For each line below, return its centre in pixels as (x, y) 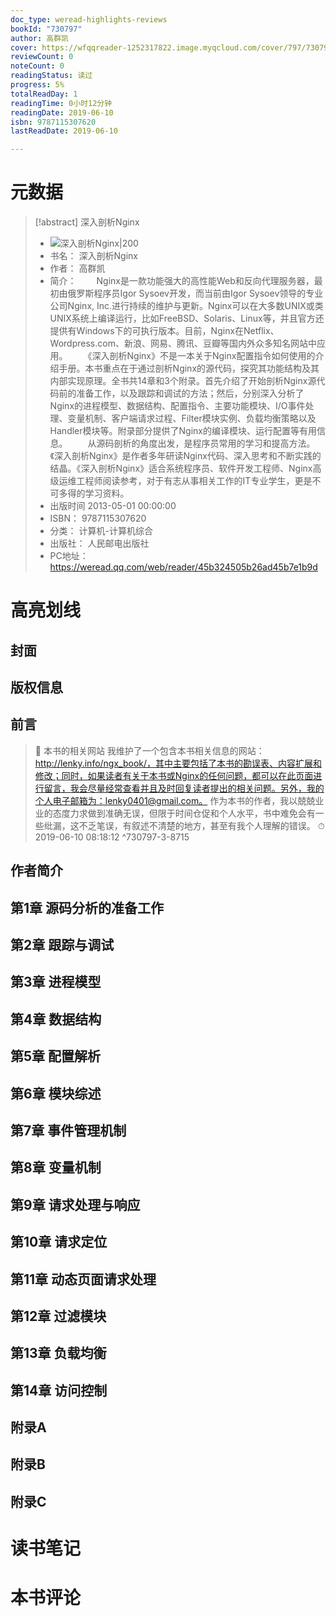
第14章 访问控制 (59, 1390)
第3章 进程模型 (56, 982)
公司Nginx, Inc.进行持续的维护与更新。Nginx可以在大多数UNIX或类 (186, 306)
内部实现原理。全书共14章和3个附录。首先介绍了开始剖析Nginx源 (183, 381)
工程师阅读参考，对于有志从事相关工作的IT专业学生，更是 (194, 481)
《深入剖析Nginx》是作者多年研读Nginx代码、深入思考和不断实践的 (185, 456)
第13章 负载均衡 (58, 1353)
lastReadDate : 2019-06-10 (64, 131)
